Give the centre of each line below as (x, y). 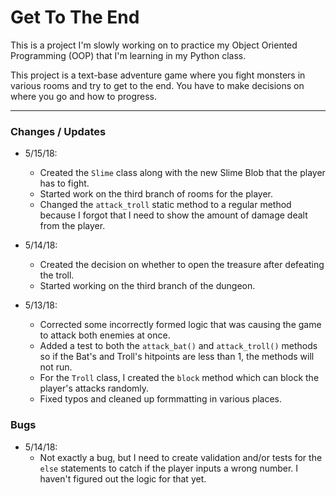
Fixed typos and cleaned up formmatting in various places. (161, 399)
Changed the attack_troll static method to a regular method (165, 205)
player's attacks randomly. (94, 388)
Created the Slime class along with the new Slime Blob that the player (182, 173)
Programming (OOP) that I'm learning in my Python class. (128, 55)
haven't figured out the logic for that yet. (123, 478)
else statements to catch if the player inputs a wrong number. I (169, 468)
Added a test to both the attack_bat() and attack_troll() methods (178, 346)
